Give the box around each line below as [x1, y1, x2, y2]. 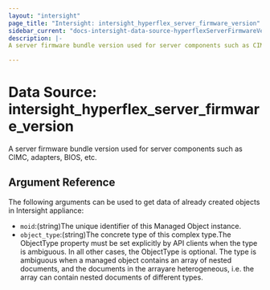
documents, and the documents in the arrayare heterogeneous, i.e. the [19, 263, 255, 273]
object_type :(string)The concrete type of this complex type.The [19, 230, 231, 239]
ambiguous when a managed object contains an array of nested [19, 255, 232, 265]
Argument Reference [8, 176, 116, 190]
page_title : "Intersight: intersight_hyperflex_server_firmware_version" [8, 19, 261, 27]
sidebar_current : [8, 27, 67, 35]
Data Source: [8, 84, 97, 101]
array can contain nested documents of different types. [19, 272, 203, 282]
